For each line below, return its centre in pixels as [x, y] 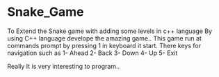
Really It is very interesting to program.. [64, 66]
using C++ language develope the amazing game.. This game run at [104, 38]
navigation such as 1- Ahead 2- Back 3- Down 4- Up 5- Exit [92, 53]
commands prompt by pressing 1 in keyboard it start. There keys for [104, 45]
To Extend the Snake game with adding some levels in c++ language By [110, 31]
